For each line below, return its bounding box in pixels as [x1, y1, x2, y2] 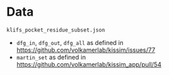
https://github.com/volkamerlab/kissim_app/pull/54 [16, 60, 162, 68]
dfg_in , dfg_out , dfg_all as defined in [16, 38, 124, 46]
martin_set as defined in [16, 52, 87, 61]
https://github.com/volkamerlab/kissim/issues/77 [16, 46, 156, 54]
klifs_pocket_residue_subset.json [6, 27, 106, 33]
